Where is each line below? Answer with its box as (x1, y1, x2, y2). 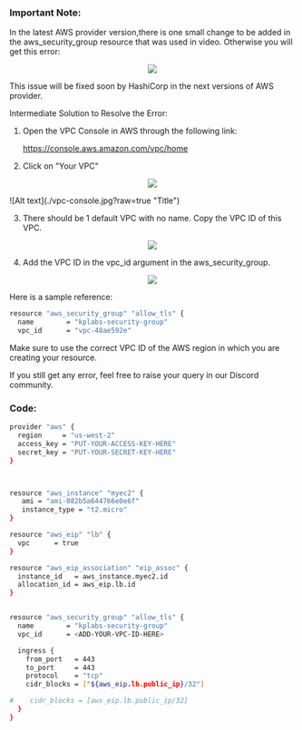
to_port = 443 (25, 663, 95, 672)
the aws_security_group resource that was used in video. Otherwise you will (9, 36, 293, 47)
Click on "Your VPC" (22, 161, 100, 171)
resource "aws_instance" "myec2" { (9, 488, 144, 498)
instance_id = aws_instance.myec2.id (17, 571, 169, 581)
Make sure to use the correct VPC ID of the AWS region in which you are (9, 342, 280, 353)
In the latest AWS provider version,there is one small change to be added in (9, 27, 291, 38)
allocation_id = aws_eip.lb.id (17, 580, 136, 589)
